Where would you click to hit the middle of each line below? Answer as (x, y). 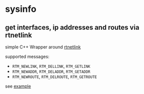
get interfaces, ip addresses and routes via (72, 27)
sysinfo (21, 9)
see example (18, 86)
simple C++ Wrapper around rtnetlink (43, 47)
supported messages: (27, 56)
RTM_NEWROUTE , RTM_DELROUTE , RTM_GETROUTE (54, 77)
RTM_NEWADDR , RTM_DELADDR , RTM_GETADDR (51, 71)
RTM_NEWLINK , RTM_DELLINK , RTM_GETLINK (51, 66)
